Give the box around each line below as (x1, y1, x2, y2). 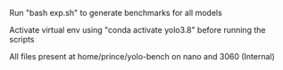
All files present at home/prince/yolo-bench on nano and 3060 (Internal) (9, 51, 275, 61)
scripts (9, 35, 35, 44)
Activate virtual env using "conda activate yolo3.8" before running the (9, 25, 266, 35)
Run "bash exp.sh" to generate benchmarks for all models (9, 8, 223, 18)
